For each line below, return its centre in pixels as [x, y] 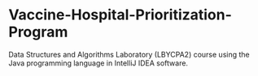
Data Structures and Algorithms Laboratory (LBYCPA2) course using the [129, 54]
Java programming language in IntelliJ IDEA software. [98, 63]
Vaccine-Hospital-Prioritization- [120, 15]
